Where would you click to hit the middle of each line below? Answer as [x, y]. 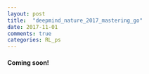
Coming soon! [28, 62]
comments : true [30, 33]
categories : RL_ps [34, 40]
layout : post [26, 14]
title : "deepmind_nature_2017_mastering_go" [75, 20]
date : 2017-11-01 [33, 27]
